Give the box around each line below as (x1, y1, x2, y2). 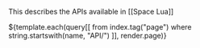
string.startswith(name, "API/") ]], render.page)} (8, 31, 167, 40)
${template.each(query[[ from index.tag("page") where (8, 22, 192, 31)
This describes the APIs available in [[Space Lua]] (8, 7, 174, 16)
